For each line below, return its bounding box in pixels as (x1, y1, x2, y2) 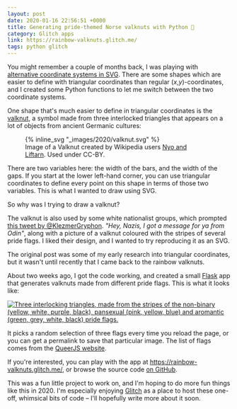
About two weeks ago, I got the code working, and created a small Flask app (7, 272, 231, 280)
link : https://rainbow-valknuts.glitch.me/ (7, 37, 138, 44)
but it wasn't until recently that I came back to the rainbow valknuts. (7, 258, 205, 266)
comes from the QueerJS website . (7, 344, 107, 352)
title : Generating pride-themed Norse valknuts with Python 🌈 (7, 23, 195, 30)
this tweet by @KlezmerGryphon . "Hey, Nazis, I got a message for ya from (7, 221, 225, 230)
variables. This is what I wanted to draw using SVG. (7, 187, 157, 195)
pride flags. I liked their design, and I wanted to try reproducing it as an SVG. (7, 236, 230, 245)
